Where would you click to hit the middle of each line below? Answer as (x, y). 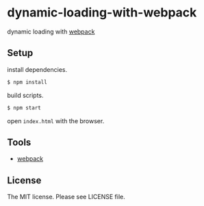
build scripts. (25, 95)
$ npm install (27, 82)
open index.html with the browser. (56, 120)
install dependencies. (37, 69)
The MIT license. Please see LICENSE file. (66, 197)
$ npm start (24, 107)
